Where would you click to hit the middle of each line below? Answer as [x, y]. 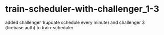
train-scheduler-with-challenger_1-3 [82, 9]
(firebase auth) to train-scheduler [39, 27]
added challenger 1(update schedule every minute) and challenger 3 [75, 22]
